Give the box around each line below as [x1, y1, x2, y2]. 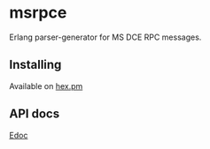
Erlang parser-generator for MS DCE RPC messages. [9, 32, 202, 42]
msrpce [9, 3, 67, 23]
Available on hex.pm [9, 80, 83, 91]
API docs [9, 107, 60, 122]
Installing [9, 57, 62, 72]
